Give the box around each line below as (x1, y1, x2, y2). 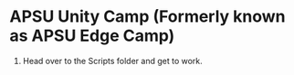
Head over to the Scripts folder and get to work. (22, 55, 203, 66)
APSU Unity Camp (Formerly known (9, 6, 286, 27)
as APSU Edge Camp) (9, 25, 175, 46)
